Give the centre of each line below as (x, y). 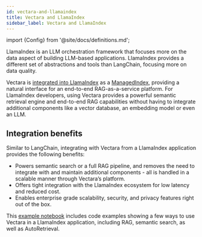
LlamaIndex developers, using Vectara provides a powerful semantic (91, 95)
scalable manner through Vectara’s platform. (70, 179)
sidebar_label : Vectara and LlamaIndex (56, 23)
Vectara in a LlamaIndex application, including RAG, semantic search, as (96, 223)
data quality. (22, 71)
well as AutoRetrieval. (33, 229)
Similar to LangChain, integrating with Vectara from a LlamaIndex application (101, 148)
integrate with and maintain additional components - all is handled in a (102, 173)
